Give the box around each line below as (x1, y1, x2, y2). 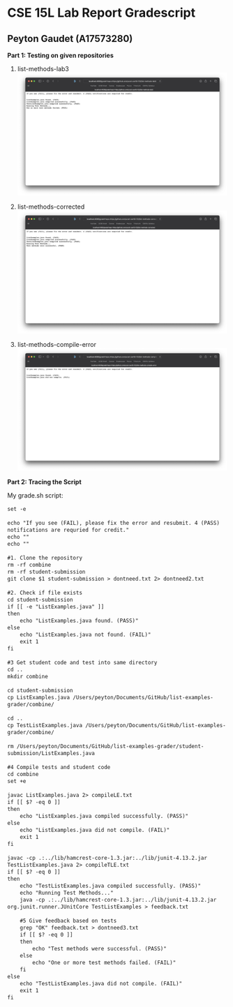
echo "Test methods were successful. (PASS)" (32, 946, 167, 953)
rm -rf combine (7, 562, 52, 569)
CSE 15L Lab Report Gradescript (7, 5, 196, 21)
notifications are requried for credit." (7, 527, 130, 534)
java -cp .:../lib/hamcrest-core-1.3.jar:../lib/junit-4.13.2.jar (20, 897, 217, 904)
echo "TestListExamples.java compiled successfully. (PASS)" (20, 883, 201, 890)
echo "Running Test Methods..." (20, 890, 114, 897)
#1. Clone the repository (7, 555, 82, 562)
